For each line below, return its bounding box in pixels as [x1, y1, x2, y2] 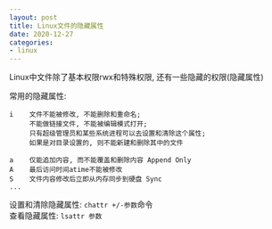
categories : [9, 37, 54, 47]
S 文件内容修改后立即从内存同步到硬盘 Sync [9, 175, 162, 184]
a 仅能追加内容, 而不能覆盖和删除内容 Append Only [9, 156, 192, 165]
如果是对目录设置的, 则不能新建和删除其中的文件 [29, 139, 184, 148]
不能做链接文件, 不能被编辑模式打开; [29, 119, 148, 129]
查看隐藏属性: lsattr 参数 [9, 210, 103, 221]
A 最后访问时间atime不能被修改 [9, 166, 123, 175]
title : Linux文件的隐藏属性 [9, 21, 104, 30]
